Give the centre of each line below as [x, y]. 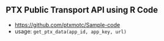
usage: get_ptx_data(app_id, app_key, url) [70, 31]
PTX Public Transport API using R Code [82, 10]
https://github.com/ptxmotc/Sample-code [67, 24]
